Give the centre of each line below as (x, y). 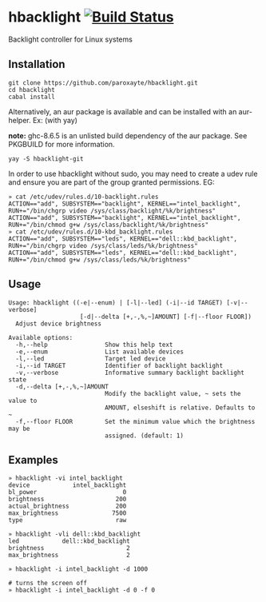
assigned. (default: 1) (144, 436)
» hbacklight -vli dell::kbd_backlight (75, 534)
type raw (67, 520)
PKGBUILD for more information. (62, 144)
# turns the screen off (48, 584)
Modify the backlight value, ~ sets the (173, 393)
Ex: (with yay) (55, 120)
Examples (33, 460)
